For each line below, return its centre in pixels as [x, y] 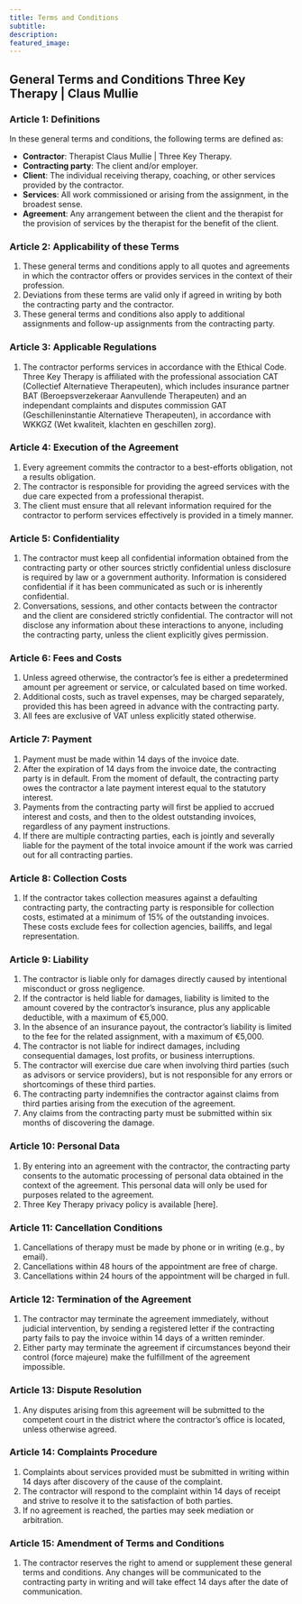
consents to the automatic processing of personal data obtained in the [153, 1175]
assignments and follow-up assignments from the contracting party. [149, 324]
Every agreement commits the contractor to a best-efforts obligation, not [157, 467]
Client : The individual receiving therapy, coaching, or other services [149, 175]
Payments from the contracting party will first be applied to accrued [148, 807]
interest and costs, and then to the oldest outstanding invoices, [139, 816]
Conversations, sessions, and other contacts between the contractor [150, 606]
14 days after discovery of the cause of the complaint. [123, 1481]
